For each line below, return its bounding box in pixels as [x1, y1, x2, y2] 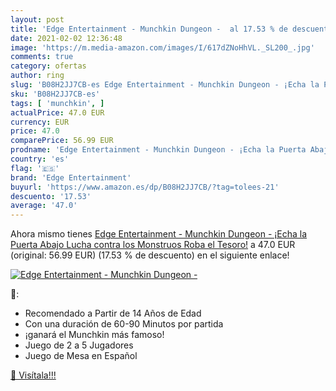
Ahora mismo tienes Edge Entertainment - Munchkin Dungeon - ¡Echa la [10, 228, 308, 240]
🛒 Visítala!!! [10, 369, 57, 381]
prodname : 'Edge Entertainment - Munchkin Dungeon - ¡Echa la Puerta [10, 145, 307, 155]
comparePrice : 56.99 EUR [10, 136, 114, 146]
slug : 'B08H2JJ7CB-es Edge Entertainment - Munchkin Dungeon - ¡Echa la [10, 80, 320, 90]
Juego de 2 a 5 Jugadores [24, 339, 134, 351]
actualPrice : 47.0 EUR [10, 107, 105, 118]
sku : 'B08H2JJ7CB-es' [10, 89, 101, 99]
